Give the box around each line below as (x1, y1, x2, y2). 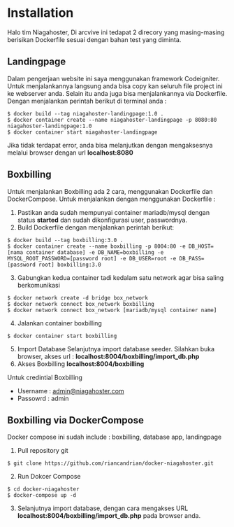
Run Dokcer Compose (17, 472, 81, 481)
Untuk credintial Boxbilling (7, 373, 82, 381)
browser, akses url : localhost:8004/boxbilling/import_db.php (17, 352, 200, 360)
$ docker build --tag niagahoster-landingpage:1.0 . (7, 110, 164, 117)
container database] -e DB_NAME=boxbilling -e (25, 248, 164, 256)
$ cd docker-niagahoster (7, 486, 80, 493)
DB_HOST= (188, 243, 214, 250)
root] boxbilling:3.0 (38, 261, 101, 268)
